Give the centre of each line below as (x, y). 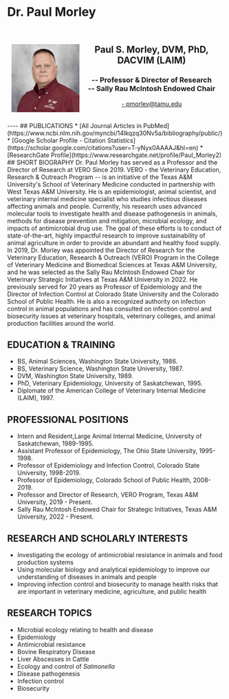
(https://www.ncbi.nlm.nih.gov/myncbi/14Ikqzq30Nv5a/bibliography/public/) (115, 133)
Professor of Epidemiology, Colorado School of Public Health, (104, 480)
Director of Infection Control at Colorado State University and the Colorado (113, 294)
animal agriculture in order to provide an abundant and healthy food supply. (114, 242)
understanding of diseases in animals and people (87, 577)
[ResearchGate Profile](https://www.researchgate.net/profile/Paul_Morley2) (115, 155)
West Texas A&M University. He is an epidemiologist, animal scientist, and (112, 191)
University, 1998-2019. (49, 473)
